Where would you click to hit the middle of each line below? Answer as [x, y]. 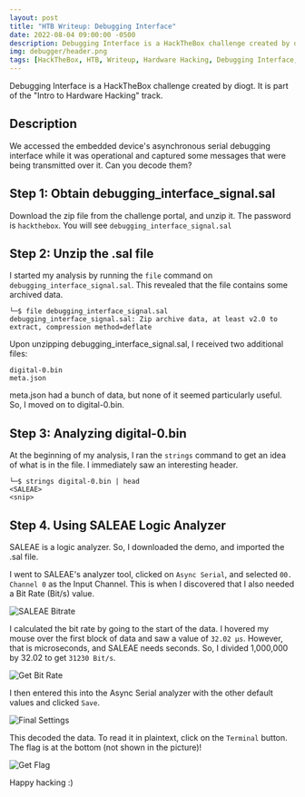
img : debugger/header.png [58, 52]
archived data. [36, 295]
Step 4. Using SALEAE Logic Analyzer [118, 525]
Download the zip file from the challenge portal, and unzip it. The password [150, 215]
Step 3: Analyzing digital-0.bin [98, 433]
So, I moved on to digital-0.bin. [67, 405]
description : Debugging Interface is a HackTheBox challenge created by [150, 43]
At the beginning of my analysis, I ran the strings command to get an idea [148, 456]
